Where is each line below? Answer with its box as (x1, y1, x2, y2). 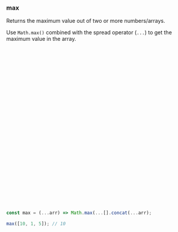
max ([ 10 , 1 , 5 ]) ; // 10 (6, 221, 66, 227)
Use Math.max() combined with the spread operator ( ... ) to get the (6, 29, 173, 36)
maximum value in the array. (6, 35, 76, 43)
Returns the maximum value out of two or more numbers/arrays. (6, 17, 165, 25)
